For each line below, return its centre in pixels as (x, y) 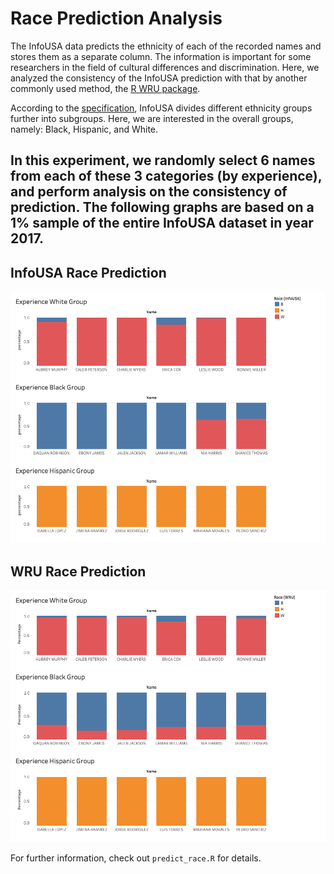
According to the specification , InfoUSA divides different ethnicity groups (161, 108)
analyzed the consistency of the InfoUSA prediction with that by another (159, 78)
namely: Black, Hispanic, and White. (84, 129)
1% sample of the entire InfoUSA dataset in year (162, 223)
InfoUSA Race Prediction (88, 272)
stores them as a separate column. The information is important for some (161, 56)
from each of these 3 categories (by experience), (166, 176)
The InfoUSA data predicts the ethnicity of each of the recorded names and (166, 46)
